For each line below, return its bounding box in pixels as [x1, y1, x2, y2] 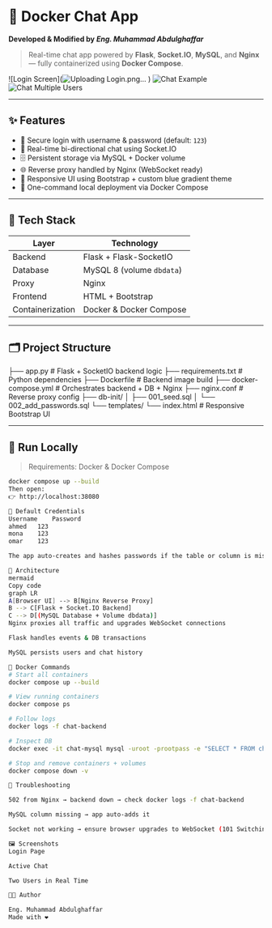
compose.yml [8, 384, 54, 394]
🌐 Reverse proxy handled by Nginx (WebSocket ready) [19, 164, 203, 174]
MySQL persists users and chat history [8, 648, 143, 657]
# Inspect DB [8, 737, 53, 745]
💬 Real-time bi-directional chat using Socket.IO [19, 143, 176, 153]
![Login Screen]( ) [8, 74, 151, 83]
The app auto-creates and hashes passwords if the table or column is [8, 552, 252, 560]
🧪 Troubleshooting [8, 781, 70, 790]
